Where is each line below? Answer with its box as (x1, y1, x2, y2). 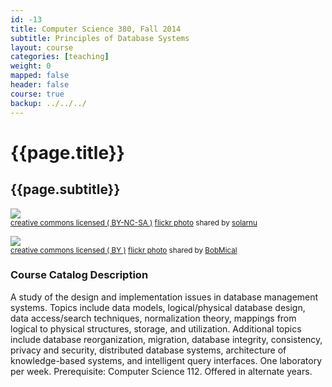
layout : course (10, 42, 74, 53)
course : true (10, 89, 65, 99)
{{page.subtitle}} (10, 181, 121, 198)
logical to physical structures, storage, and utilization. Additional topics (10, 322, 302, 335)
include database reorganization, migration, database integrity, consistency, (10, 333, 323, 345)
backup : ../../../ (10, 98, 87, 108)
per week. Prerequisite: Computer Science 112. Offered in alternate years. (10, 365, 313, 377)
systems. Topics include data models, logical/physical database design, (10, 301, 306, 313)
